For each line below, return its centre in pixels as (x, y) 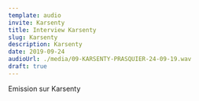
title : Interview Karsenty (52, 30)
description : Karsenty (45, 45)
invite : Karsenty (37, 23)
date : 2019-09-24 (37, 52)
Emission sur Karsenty (44, 88)
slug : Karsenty (33, 37)
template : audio (35, 15)
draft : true (28, 67)
